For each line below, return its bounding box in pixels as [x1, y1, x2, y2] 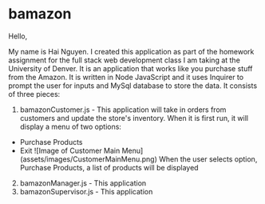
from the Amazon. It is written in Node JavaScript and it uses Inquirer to [8, 72, 244, 82]
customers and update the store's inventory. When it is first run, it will [19, 113, 249, 122]
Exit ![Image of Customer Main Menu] [19, 146, 144, 155]
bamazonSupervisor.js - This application [19, 186, 153, 196]
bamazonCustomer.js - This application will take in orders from [19, 105, 227, 114]
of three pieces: [8, 89, 61, 98]
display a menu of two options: [19, 122, 122, 131]
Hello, [8, 31, 28, 41]
